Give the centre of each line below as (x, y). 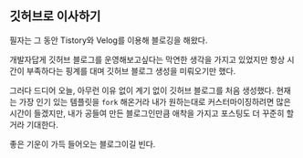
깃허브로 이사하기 (55, 16)
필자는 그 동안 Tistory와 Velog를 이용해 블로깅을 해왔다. (109, 40)
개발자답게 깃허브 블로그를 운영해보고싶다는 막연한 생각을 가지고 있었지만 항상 (147, 59)
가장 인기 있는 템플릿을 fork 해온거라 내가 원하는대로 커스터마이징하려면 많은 (155, 101)
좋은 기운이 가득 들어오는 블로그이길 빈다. (83, 143)
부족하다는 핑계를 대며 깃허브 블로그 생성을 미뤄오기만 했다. (131, 70)
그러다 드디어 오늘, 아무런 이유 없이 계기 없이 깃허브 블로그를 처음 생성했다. (142, 90)
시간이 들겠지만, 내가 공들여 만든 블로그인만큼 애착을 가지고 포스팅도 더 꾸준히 (147, 113)
